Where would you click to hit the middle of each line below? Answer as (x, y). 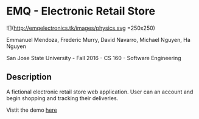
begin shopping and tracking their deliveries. (62, 98)
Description (29, 77)
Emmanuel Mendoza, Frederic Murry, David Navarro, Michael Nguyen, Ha (98, 39)
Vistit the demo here (32, 110)
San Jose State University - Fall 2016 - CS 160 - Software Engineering (94, 58)
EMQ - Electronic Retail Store (81, 11)
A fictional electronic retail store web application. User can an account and (100, 92)
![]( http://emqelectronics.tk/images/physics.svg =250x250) (81, 28)
